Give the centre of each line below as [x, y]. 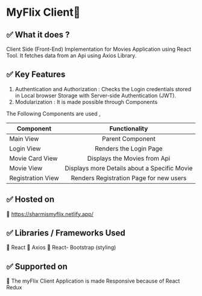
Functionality [129, 128]
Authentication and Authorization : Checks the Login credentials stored [103, 89]
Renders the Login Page [128, 149]
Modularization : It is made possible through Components [86, 101]
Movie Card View [33, 158]
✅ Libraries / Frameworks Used [66, 233]
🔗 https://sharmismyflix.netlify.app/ [50, 214]
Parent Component [129, 138]
